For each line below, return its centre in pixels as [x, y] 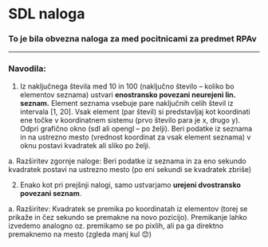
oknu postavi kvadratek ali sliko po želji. [85, 145]
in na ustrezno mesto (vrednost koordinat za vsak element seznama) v [135, 137]
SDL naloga [47, 14]
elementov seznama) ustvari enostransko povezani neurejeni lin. [128, 94]
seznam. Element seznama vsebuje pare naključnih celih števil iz [126, 103]
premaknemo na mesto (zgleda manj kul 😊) [80, 234]
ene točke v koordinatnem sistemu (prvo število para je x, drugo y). [130, 120]
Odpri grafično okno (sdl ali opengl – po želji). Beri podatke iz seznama [136, 128]
